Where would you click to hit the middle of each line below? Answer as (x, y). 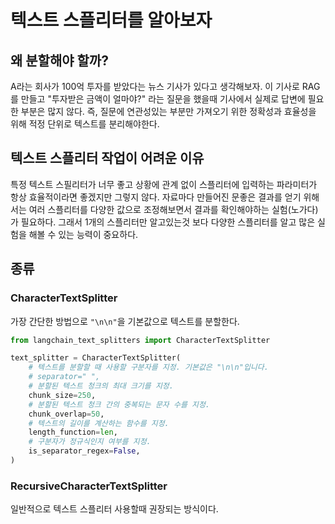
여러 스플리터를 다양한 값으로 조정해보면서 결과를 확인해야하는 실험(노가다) (173, 209)
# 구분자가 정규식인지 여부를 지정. (90, 442)
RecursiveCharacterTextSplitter (89, 486)
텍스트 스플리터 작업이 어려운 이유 (107, 158)
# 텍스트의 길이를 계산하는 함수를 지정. (99, 423)
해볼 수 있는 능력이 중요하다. (83, 234)
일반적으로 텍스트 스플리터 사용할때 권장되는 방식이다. (114, 509)
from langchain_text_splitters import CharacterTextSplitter (140, 340)
